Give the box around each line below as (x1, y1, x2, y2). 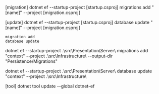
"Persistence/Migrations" (5, 58, 58, 64)
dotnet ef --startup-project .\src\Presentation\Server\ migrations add (5, 48, 148, 53)
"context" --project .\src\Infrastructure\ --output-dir (5, 53, 113, 59)
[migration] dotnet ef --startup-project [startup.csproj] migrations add (5, 5, 151, 10)
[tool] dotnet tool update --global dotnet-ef (5, 83, 95, 89)
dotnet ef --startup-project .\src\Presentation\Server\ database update (5, 68, 152, 74)
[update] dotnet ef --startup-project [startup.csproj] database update (5, 20, 150, 25)
